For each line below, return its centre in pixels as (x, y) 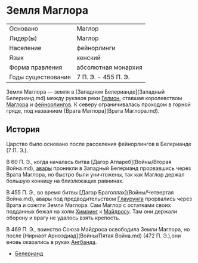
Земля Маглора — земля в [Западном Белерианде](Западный (86, 92)
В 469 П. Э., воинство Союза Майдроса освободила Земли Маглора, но (98, 229)
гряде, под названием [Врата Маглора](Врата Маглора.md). (83, 110)
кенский (89, 57)
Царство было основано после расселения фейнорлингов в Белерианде (99, 144)
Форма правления (36, 67)
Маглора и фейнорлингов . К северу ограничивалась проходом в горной (98, 104)
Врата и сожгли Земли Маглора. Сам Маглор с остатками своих (89, 205)
